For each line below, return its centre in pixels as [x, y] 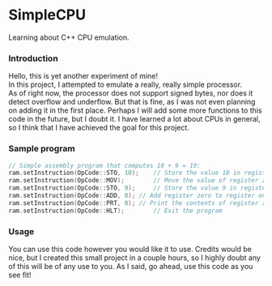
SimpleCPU [47, 15]
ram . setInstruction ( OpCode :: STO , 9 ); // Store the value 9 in [123, 188]
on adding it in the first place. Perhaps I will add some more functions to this [135, 110]
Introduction [33, 58]
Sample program [42, 149]
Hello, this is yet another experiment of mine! [83, 76]
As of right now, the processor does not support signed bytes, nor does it [131, 93]
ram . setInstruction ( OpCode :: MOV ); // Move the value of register [134, 181]
